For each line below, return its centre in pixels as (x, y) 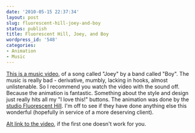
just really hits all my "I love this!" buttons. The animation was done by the (98, 99)
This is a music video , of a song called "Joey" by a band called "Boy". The (98, 73)
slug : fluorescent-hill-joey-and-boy (54, 23)
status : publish (26, 29)
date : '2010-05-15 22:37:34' (43, 12)
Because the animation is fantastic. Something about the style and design (97, 93)
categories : (21, 46)
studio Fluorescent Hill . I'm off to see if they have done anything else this (97, 105)
